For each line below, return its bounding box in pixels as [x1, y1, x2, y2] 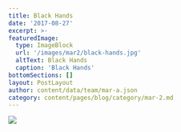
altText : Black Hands [15, 57, 88, 65]
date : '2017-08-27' [8, 19, 74, 27]
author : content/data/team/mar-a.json [8, 86, 138, 94]
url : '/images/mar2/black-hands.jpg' [15, 49, 142, 57]
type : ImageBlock [15, 42, 74, 50]
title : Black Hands [8, 11, 74, 20]
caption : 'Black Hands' [15, 64, 95, 72]
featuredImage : [8, 34, 59, 42]
